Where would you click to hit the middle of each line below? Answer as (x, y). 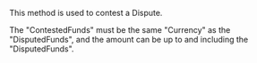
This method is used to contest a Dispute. (86, 13)
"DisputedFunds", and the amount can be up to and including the (129, 39)
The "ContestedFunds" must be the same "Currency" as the (120, 30)
